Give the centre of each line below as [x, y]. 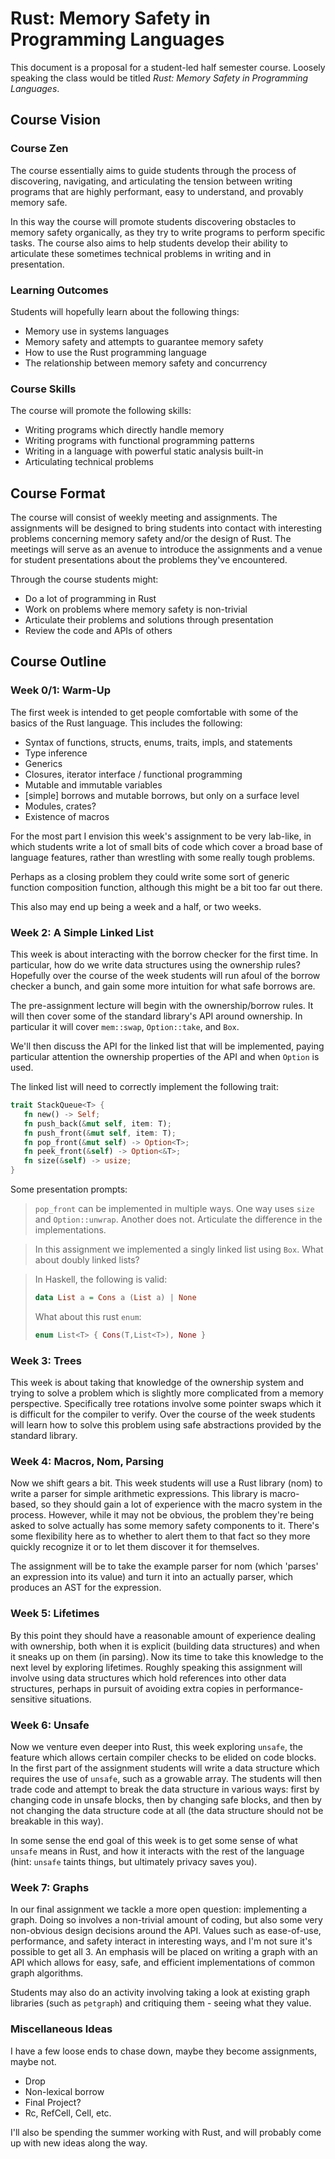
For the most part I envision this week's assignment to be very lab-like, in [161, 836]
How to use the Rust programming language [115, 352]
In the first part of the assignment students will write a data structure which [165, 1768]
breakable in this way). [57, 1821]
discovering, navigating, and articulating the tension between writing [151, 181]
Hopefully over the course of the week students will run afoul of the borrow [165, 976]
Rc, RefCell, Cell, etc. [68, 2113]
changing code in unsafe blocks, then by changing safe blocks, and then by [166, 1799]
